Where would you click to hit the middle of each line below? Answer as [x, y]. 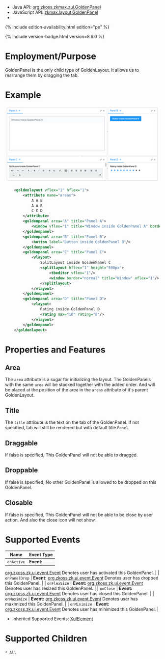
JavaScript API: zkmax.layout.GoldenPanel [55, 12]
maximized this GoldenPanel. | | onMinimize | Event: [57, 604]
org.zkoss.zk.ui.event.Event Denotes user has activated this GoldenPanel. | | [82, 573]
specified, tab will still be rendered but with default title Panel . [67, 428]
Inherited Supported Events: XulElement [53, 619]
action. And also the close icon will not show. [51, 520]
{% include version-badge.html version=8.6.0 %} [55, 37]
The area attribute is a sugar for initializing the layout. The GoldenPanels [78, 380]
